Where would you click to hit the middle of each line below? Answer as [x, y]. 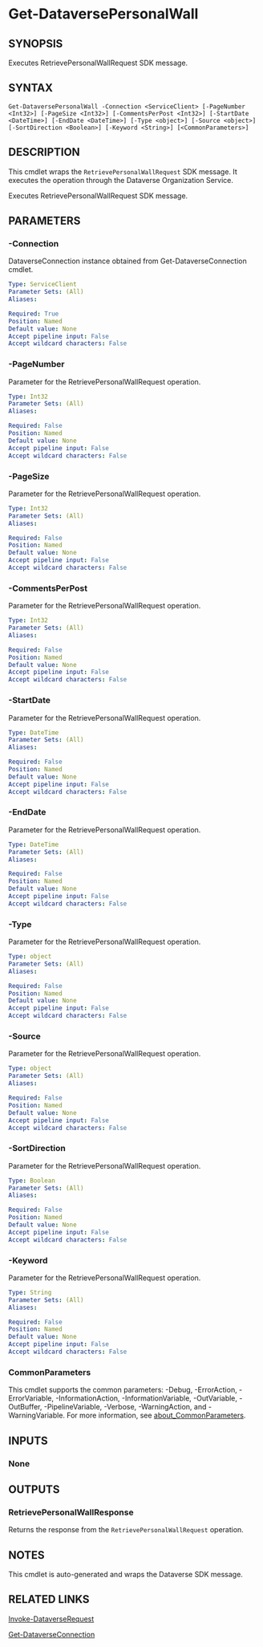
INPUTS [28, 1440]
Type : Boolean [32, 1181]
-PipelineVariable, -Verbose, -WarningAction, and [125, 1407]
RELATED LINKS [49, 1599]
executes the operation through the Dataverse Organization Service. [121, 180]
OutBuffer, [25, 1407]
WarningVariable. [37, 1415]
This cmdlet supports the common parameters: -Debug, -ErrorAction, [123, 1390]
